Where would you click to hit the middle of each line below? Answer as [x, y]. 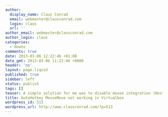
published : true [22, 75]
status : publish [22, 84]
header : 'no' [19, 65]
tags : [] [14, 88]
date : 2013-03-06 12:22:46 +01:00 [41, 56]
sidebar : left [20, 79]
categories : [17, 42]
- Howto [18, 47]
